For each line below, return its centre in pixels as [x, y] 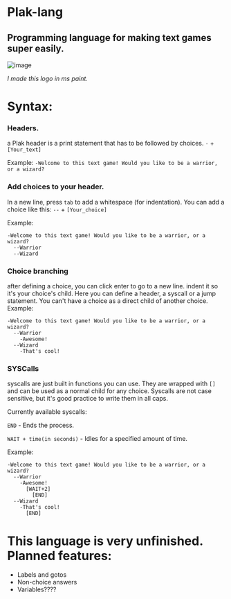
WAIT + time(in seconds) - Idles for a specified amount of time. [98, 439]
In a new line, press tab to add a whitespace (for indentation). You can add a [116, 202]
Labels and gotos [42, 575]
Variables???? [37, 589]
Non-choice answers [47, 582]
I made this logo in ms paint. [48, 78]
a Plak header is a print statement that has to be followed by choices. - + [111, 144]
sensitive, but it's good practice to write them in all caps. [87, 399]
